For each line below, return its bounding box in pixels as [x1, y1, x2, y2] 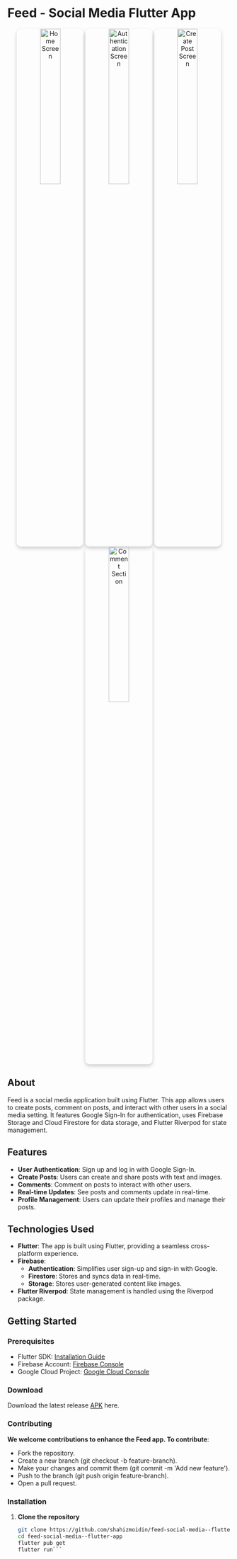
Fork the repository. [17, 1449, 76, 1457]
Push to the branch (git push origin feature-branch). [17, 1471, 169, 1480]
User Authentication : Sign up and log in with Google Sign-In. [17, 1165, 197, 1173]
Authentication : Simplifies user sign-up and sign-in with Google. [28, 1264, 218, 1273]
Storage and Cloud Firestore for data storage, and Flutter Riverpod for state [7, 1118, 227, 1126]
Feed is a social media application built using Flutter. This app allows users [7, 1095, 225, 1104]
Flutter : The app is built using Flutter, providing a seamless [17, 1242, 190, 1250]
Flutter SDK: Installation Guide [17, 1352, 105, 1361]
